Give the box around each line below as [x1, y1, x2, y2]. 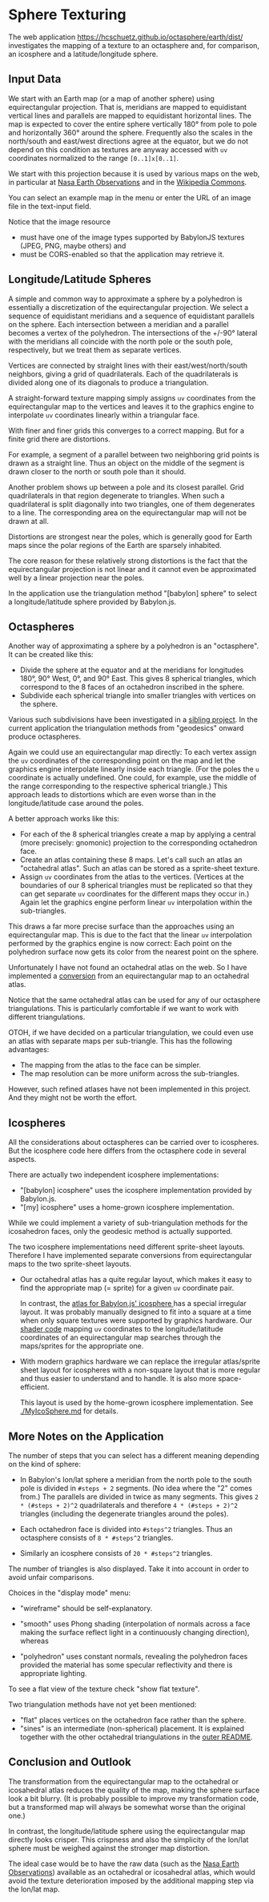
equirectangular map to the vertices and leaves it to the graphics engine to [8, 401, 255, 411]
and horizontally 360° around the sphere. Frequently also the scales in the [8, 127, 253, 137]
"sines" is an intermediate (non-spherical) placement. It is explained [19, 1724, 244, 1733]
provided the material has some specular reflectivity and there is [19, 1660, 233, 1670]
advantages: [8, 1045, 50, 1054]
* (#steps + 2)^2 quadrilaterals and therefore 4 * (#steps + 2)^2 [19, 1501, 239, 1509]
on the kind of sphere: [8, 1460, 82, 1469]
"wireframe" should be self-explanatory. [19, 1604, 153, 1613]
